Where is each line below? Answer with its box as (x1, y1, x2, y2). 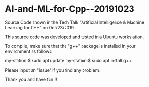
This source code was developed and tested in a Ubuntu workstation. (5, 34, 144, 40)
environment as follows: (5, 48, 53, 54)
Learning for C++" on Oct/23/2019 (5, 24, 74, 30)
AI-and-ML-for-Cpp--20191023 (5, 3, 135, 14)
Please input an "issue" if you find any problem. (5, 67, 100, 73)
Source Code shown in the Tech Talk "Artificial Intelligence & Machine (5, 19, 145, 25)
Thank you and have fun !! (5, 76, 57, 82)
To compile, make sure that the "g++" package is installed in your (5, 43, 136, 49)
